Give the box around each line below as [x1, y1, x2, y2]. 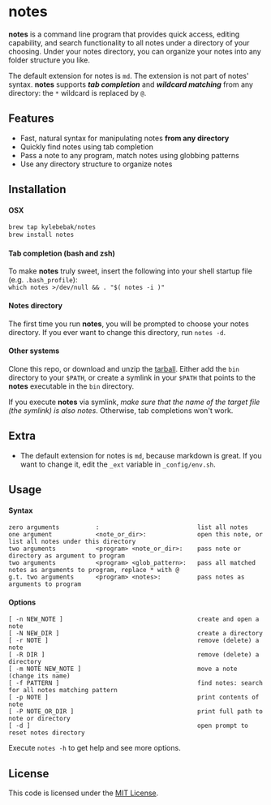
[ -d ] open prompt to [8, 721, 249, 730]
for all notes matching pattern [8, 687, 118, 695]
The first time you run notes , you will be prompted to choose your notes [8, 319, 249, 329]
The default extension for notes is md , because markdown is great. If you [19, 450, 262, 460]
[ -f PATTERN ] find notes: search [8, 679, 264, 687]
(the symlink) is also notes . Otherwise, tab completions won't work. [8, 405, 234, 415]
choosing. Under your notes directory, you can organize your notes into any [8, 46, 261, 56]
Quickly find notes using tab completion [19, 141, 154, 152]
